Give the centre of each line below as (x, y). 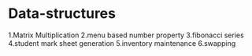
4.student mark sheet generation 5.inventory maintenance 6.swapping (122, 43)
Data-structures (62, 14)
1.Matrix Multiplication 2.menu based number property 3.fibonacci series (126, 35)
